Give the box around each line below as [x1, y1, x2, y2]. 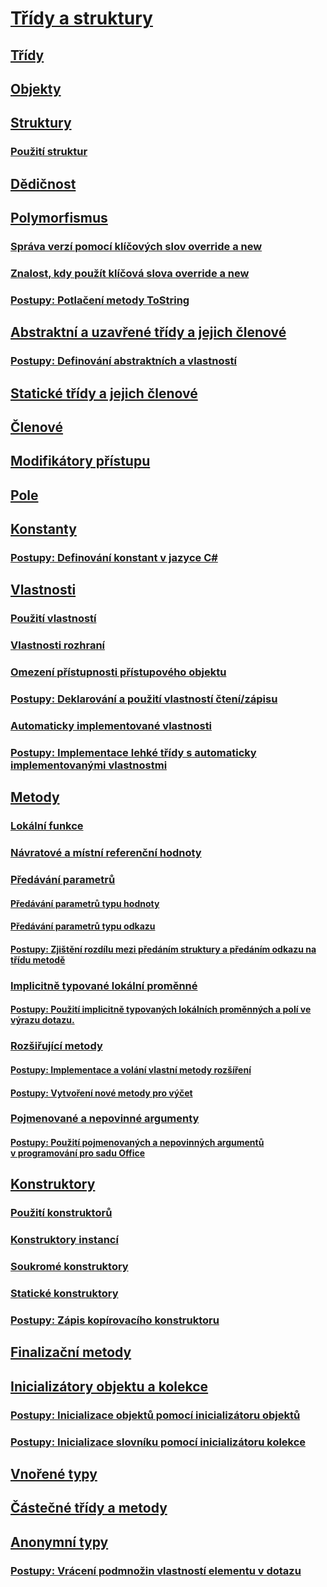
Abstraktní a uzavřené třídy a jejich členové [10, 324, 287, 341]
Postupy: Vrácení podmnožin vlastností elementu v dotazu [10, 1563, 302, 1577]
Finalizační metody [10, 1344, 132, 1361]
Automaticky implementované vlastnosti [10, 719, 213, 733]
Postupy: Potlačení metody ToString [10, 293, 190, 307]
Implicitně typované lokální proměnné [10, 978, 198, 992]
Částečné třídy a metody [10, 1500, 168, 1517]
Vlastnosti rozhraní [10, 638, 106, 652]
